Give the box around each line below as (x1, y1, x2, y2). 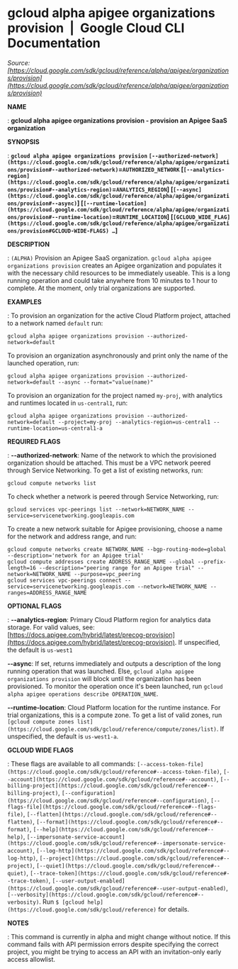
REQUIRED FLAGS (7, 437, 61, 445)
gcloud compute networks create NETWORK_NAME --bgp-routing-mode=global (7, 546, 227, 553)
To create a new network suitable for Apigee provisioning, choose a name (7, 524, 223, 533)
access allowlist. (7, 955, 55, 963)
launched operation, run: (7, 358, 79, 367)
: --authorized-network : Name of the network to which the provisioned (7, 450, 217, 459)
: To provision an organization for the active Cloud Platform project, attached (7, 311, 231, 320)
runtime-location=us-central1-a (7, 424, 103, 432)
